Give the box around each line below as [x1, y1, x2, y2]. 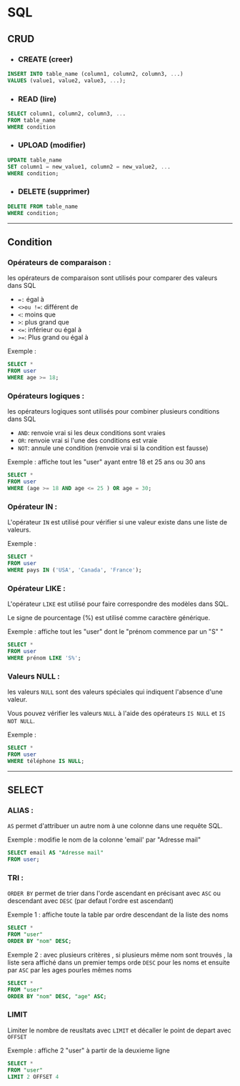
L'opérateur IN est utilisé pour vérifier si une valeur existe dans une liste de [7, 518, 227, 527]
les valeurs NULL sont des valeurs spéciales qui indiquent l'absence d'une [7, 687, 223, 696]
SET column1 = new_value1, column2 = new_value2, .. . [7, 163, 171, 170]
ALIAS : [7, 805, 34, 815]
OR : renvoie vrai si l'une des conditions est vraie [17, 437, 158, 445]
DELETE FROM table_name [7, 203, 79, 210]
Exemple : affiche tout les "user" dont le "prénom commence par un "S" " [7, 627, 224, 636]
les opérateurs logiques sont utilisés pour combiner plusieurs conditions [7, 407, 220, 416]
